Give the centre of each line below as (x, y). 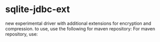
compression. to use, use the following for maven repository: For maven (80, 28)
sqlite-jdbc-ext (37, 9)
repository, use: (22, 34)
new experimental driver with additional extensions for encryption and (78, 23)
